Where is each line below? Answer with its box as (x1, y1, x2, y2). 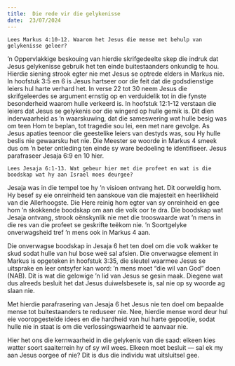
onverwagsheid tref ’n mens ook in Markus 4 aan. (7, 228, 151, 236)
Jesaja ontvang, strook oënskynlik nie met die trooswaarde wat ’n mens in (7, 213, 222, 222)
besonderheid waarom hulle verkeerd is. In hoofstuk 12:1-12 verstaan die (7, 99, 217, 107)
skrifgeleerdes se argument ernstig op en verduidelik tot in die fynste (7, 92, 207, 100)
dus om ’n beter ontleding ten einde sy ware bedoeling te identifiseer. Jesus (7, 144, 227, 152)
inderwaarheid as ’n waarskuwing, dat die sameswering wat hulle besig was (7, 114, 227, 123)
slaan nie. (7, 286, 35, 294)
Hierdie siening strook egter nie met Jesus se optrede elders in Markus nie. (7, 69, 224, 78)
